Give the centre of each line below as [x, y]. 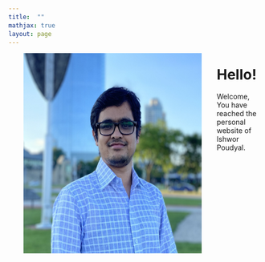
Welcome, [233, 97]
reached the [236, 114]
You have [232, 105]
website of [234, 131]
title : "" [26, 17]
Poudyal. [231, 147]
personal [231, 122]
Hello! [236, 74]
